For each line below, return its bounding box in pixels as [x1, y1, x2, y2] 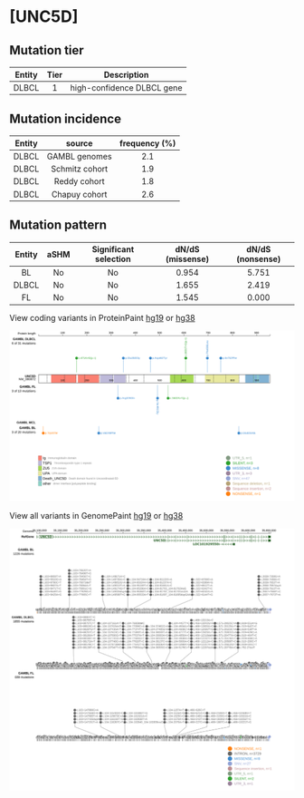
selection [94, 254, 131, 265]
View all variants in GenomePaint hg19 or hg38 [9, 511, 184, 521]
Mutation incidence [9, 111, 122, 126]
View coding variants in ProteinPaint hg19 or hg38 [9, 312, 196, 323]
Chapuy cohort [51, 189, 108, 199]
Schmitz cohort [51, 163, 109, 174]
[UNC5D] [9, 6, 79, 27]
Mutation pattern [9, 218, 107, 233]
